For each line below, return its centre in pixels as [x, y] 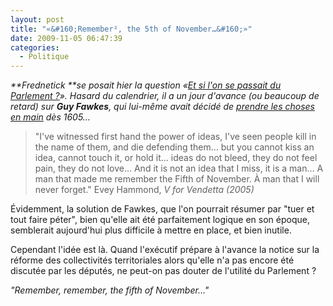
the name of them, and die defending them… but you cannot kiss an [174, 147]
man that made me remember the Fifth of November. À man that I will [177, 179]
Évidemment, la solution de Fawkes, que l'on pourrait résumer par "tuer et [162, 209]
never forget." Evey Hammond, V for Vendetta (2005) [144, 190]
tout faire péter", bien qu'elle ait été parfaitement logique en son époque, [160, 220]
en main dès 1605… [50, 117]
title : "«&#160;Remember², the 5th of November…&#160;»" [131, 29]
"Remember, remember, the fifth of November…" [110, 290]
